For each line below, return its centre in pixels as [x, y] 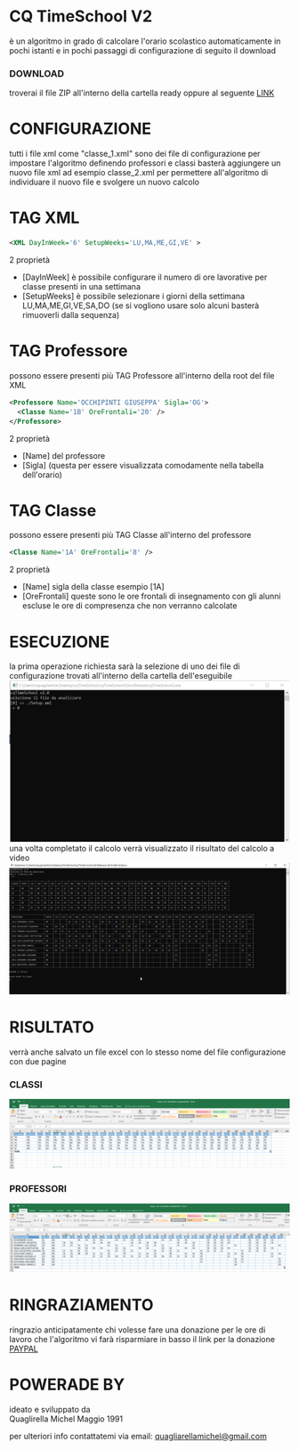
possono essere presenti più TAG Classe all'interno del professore [130, 535]
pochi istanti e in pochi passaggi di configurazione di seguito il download [143, 50]
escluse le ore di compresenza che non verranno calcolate [129, 606]
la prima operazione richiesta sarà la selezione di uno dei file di [125, 666]
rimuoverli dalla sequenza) [71, 314]
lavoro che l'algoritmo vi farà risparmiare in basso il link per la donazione [142, 1339]
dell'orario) [42, 475]
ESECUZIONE [59, 642]
